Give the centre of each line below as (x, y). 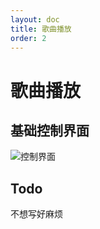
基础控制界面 (50, 130)
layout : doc (35, 19)
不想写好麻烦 (36, 214)
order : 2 (28, 38)
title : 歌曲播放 (41, 29)
